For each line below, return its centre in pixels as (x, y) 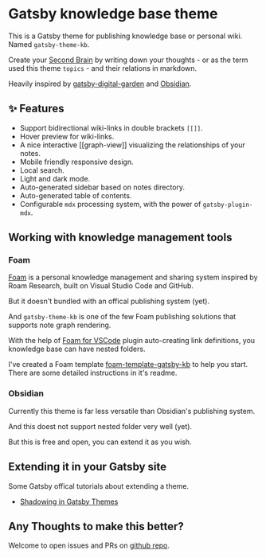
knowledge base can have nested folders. (77, 349)
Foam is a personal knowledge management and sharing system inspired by (133, 277)
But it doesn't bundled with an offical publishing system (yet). (109, 301)
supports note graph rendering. (60, 325)
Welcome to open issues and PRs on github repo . (89, 545)
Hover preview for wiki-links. (67, 136)
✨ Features (36, 109)
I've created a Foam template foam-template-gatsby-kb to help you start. (128, 365)
